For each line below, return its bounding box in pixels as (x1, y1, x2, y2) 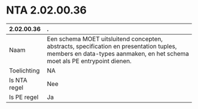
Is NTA (9, 76, 28, 84)
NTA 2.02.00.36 (6, 4, 87, 17)
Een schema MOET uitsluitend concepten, (47, 35, 163, 43)
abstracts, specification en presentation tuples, (47, 42, 177, 50)
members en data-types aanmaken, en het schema (47, 49, 189, 58)
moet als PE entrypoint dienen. (47, 57, 132, 65)
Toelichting (9, 66, 40, 74)
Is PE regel (9, 93, 39, 101)
